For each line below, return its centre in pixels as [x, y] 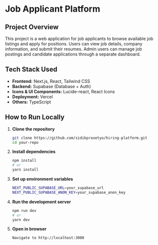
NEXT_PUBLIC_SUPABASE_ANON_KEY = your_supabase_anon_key [69, 192]
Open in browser [29, 229]
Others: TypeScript [31, 102]
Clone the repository [33, 129]
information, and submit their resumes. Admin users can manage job [74, 49]
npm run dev [24, 210]
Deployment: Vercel [32, 96]
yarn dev [21, 220]
